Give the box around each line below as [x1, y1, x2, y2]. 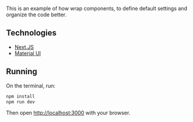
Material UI [14, 50, 41, 57]
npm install [6, 93, 35, 99]
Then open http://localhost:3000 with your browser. [6, 109, 131, 116]
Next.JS [14, 43, 34, 50]
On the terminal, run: [6, 82, 55, 89]
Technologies [6, 28, 57, 38]
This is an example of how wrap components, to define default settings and [6, 5, 188, 12]
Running [6, 67, 38, 76]
